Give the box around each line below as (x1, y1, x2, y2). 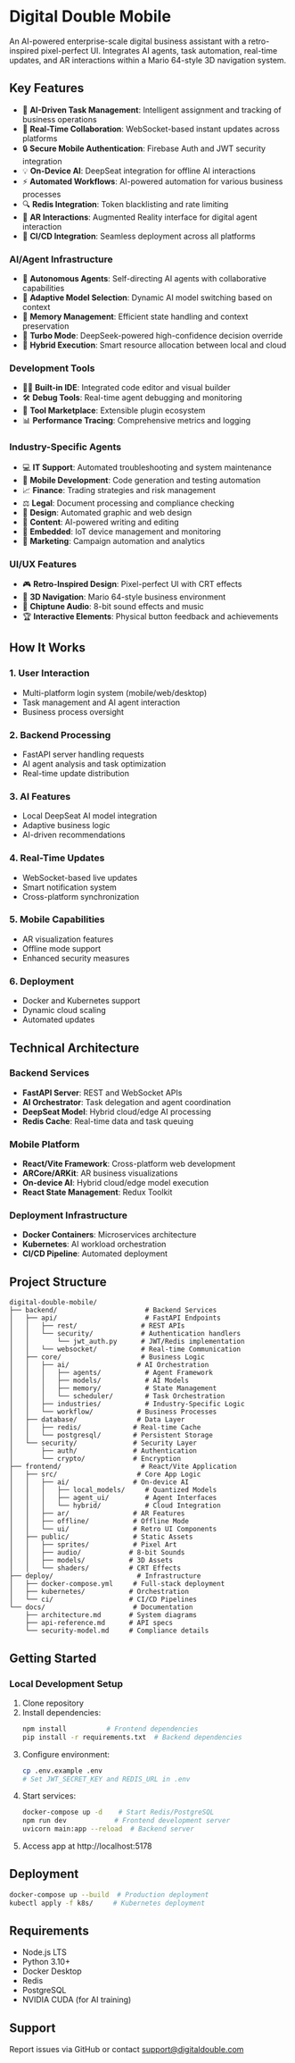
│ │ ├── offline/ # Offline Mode (9, 1517, 190, 1526)
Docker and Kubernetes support (21, 995, 141, 1006)
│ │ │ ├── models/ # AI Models (9, 1376, 190, 1386)
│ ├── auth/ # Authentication (9, 1447, 198, 1455)
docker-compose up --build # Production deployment (9, 1890, 209, 1899)
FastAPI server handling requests (21, 749, 144, 759)
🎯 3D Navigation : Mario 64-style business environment (21, 591, 226, 602)
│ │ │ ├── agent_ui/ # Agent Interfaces (9, 1494, 217, 1503)
